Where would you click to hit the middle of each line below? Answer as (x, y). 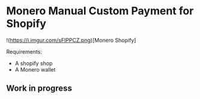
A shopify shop (34, 63)
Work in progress (39, 89)
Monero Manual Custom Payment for (100, 11)
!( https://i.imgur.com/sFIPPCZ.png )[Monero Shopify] (71, 40)
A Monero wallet (35, 69)
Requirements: (24, 51)
